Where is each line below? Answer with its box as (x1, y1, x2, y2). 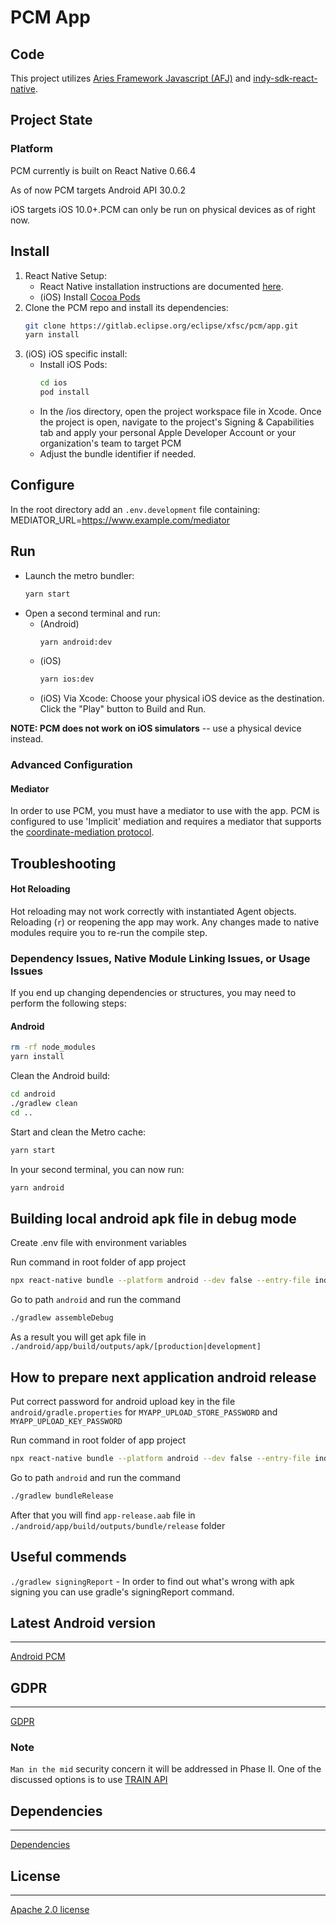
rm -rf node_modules (10, 1042, 97, 1053)
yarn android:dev (39, 637, 113, 647)
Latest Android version (10, 1614, 156, 1631)
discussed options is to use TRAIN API (10, 1774, 168, 1786)
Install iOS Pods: (39, 359, 108, 371)
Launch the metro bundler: (24, 569, 135, 581)
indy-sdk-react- (253, 72, 318, 84)
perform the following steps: (10, 997, 127, 1010)
